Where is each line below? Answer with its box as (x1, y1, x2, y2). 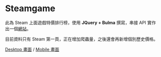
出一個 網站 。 (5, 25, 31, 32)
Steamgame (5, 3, 55, 14)
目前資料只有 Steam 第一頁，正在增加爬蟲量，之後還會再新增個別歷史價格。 (5, 36, 158, 42)
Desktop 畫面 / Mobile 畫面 (5, 46, 60, 52)
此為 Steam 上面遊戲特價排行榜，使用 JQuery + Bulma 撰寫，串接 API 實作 (5, 19, 156, 25)
